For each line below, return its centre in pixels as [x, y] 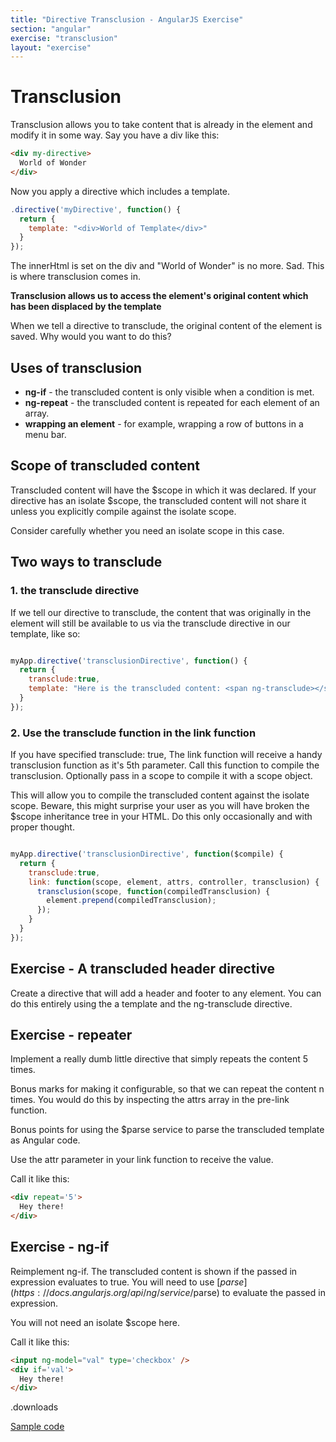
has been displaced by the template [86, 307]
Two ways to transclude [86, 562]
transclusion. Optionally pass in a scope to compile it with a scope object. [161, 776]
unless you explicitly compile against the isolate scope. [123, 511]
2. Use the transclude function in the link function [133, 733]
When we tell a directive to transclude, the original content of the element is [166, 326]
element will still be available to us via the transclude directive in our [150, 623]
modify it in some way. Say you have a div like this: [115, 135]
